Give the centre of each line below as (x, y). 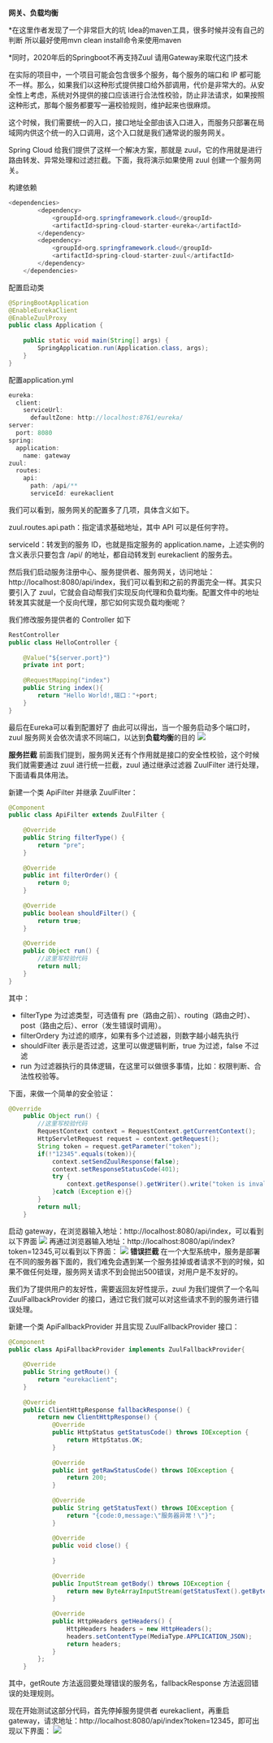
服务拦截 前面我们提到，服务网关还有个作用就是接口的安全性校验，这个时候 (134, 754)
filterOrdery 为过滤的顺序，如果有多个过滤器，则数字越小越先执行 (130, 1035)
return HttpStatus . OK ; (105, 1440)
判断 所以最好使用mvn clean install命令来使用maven (95, 40)
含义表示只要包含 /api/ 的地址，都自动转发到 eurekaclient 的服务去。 (123, 554)
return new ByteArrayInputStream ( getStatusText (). (154, 1591)
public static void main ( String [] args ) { (96, 340)
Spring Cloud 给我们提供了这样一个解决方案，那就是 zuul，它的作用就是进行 (135, 150)
